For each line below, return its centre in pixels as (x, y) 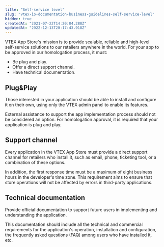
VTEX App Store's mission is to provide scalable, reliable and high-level (77, 42)
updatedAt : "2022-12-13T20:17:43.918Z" (46, 28)
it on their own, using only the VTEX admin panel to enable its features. (77, 105)
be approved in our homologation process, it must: (56, 53)
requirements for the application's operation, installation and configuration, (81, 229)
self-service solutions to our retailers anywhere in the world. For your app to (82, 47)
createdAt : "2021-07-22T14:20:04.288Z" (46, 23)
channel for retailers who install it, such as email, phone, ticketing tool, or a (81, 157)
